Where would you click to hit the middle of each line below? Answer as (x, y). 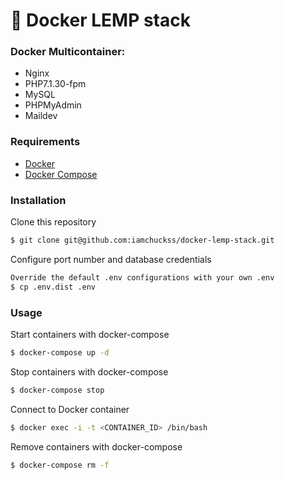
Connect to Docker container (70, 409)
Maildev (41, 116)
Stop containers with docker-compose (89, 371)
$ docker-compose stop (57, 390)
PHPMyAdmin (53, 105)
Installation (38, 200)
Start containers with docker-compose (90, 334)
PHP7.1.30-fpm (55, 84)
